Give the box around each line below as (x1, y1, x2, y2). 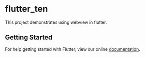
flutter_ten (5, 3, 48, 14)
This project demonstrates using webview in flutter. (5, 19, 107, 25)
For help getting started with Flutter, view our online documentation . (5, 46, 140, 52)
